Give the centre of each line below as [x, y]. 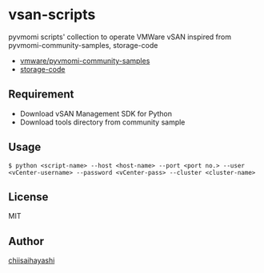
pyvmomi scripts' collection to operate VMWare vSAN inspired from [120, 37]
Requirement [41, 95]
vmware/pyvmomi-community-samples [85, 61]
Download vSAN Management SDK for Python [96, 113]
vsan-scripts [52, 15]
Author [26, 241]
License [28, 197]
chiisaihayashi [32, 260]
